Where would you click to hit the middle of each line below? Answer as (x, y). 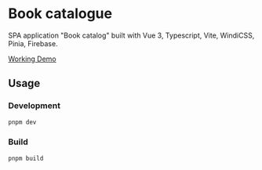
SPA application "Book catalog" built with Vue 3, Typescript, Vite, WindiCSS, (131, 35)
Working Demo (32, 59)
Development (35, 106)
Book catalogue (60, 14)
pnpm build (26, 158)
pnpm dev (22, 122)
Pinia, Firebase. (33, 43)
